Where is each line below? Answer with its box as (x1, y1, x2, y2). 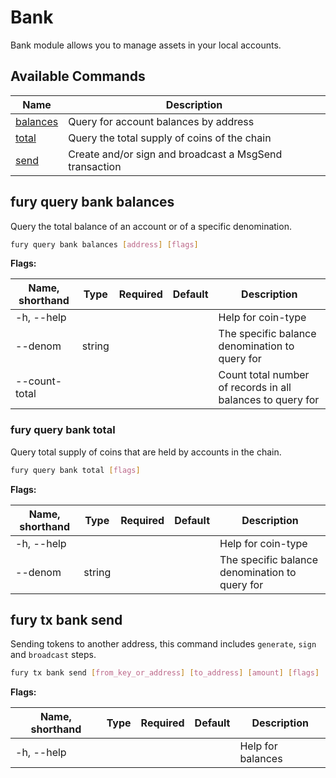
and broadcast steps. (10, 649, 97, 661)
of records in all (218, 381, 292, 395)
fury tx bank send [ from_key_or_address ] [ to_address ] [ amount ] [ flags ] (10, 668, 320, 678)
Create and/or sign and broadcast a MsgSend (68, 147, 283, 161)
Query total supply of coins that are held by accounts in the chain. (10, 446, 282, 458)
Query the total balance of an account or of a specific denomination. (10, 220, 292, 232)
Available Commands (10, 68, 146, 85)
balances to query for (218, 393, 320, 407)
